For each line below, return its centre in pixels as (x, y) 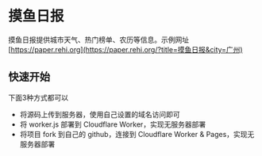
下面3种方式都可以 (39, 97)
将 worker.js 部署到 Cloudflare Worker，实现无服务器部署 (113, 124)
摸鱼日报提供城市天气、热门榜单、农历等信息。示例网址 (98, 40)
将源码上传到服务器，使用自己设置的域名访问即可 (100, 114)
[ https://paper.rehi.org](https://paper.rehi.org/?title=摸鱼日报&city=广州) (126, 49)
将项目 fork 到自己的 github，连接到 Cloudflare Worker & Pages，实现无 (137, 134)
